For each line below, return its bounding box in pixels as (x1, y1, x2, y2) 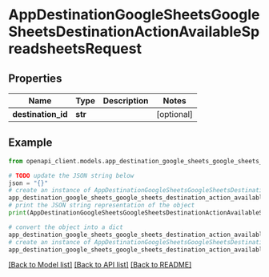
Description (102, 95, 149, 106)
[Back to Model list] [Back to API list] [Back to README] (8, 260, 192, 270)
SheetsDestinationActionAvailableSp (8, 22, 260, 41)
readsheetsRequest (8, 40, 143, 58)
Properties (8, 71, 62, 85)
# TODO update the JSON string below (8, 171, 134, 179)
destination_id (12, 109, 68, 119)
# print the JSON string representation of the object (8, 202, 195, 210)
